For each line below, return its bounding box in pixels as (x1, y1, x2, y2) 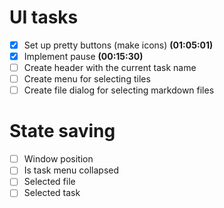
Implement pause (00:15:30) (23, 51, 144, 62)
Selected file (23, 176, 76, 188)
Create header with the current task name (23, 62, 197, 74)
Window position (23, 153, 94, 165)
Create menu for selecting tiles (23, 73, 151, 85)
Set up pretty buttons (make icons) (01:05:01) (23, 39, 214, 51)
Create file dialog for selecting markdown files (23, 84, 215, 96)
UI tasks (9, 6, 79, 29)
